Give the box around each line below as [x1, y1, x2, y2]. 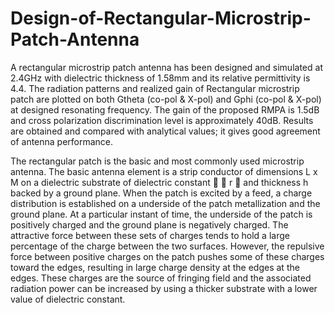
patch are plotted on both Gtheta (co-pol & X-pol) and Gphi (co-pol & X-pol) [10, 93, 322, 105]
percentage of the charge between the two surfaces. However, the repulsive [10, 240, 325, 252]
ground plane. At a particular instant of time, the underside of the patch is [10, 208, 313, 220]
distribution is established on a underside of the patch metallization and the [10, 197, 321, 209]
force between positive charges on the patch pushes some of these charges [10, 250, 325, 262]
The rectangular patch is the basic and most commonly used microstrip [10, 155, 305, 167]
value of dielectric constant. [10, 293, 126, 305]
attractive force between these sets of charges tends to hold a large [10, 229, 290, 241]
